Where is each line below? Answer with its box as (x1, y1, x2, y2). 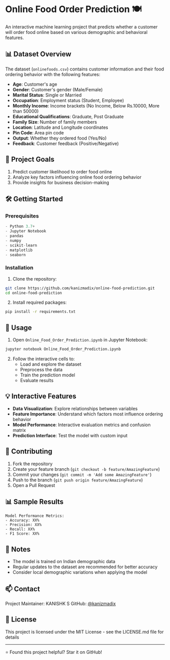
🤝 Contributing (5, 447, 53, 456)
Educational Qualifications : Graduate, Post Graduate (12, 113, 124, 119)
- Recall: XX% (5, 527, 35, 532)
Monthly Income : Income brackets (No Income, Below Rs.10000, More (12, 102, 160, 109)
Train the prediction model (20, 372, 75, 378)
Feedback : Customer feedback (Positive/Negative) (12, 140, 119, 147)
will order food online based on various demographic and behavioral (5, 29, 148, 35)
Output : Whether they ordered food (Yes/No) (12, 135, 107, 141)
